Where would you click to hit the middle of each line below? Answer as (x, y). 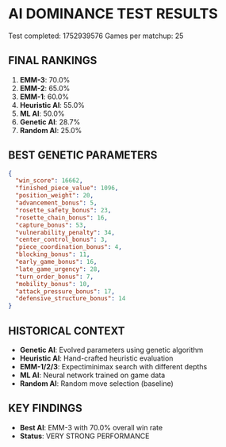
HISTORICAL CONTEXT (67, 331)
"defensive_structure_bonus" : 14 (71, 299)
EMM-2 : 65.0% (45, 88)
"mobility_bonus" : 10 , (53, 284)
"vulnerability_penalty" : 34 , (65, 232)
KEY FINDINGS (45, 409)
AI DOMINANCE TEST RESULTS (113, 14)
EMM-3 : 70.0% (45, 79)
